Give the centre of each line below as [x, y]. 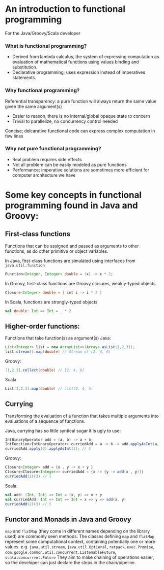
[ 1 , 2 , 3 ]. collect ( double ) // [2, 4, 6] [45, 370]
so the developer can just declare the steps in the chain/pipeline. [70, 563]
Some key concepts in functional [73, 195]
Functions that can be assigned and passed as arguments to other [72, 246]
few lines [14, 136]
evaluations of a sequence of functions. [45, 421]
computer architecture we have [44, 175]
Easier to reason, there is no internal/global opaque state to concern [81, 116]
